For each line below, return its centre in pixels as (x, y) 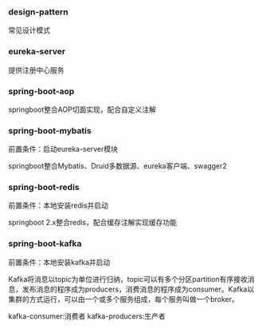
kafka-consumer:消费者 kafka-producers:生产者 (87, 316)
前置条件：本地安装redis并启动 (59, 205)
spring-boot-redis (44, 188)
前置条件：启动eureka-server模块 (63, 149)
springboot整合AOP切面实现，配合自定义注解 (82, 109)
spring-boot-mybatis (50, 130)
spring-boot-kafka (45, 244)
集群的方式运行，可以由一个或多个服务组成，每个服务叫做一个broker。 (123, 299)
